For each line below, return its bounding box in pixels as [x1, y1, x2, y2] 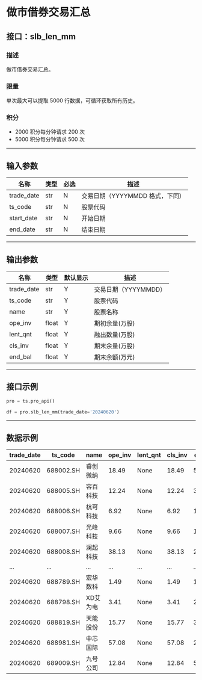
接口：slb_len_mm [6, 31, 76, 42]
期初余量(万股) [94, 320, 135, 328]
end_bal [9, 353, 32, 361]
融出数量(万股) [94, 330, 135, 339]
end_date [9, 225, 36, 233]
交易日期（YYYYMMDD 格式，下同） [81, 192, 185, 200]
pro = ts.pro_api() [6, 398, 55, 404]
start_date [9, 214, 38, 223]
